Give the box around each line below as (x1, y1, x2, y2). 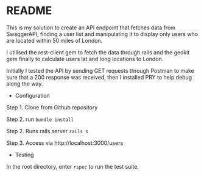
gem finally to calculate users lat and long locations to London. (6, 55, 164, 62)
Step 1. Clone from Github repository (6, 103, 98, 111)
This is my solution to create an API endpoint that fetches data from (6, 24, 175, 31)
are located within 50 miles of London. (6, 37, 103, 44)
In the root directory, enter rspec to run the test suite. (6, 163, 139, 170)
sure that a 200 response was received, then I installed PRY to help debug (6, 73, 192, 81)
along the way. (6, 80, 43, 87)
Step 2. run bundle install (6, 116, 74, 123)
